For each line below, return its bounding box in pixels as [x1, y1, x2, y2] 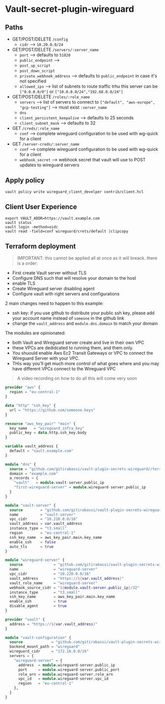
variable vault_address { [5, 444, 58, 449]
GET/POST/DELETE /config [12, 36, 68, 42]
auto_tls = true [9, 544, 54, 549]
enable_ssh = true [9, 599, 67, 604]
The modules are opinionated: [5, 330, 66, 336]
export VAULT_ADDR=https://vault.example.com [5, 216, 100, 221]
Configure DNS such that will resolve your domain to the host [12, 275, 137, 281]
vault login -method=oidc [5, 224, 58, 229]
